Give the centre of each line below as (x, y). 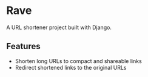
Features (23, 46)
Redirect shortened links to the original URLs (71, 67)
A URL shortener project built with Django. (59, 27)
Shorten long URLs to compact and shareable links (79, 61)
